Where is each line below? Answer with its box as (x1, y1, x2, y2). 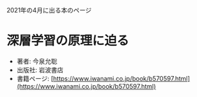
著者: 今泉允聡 (16, 57, 57, 65)
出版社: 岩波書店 (16, 65, 64, 74)
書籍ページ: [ (16, 74, 54, 82)
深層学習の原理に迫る (6, 33, 130, 48)
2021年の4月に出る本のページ (6, 6, 92, 14)
